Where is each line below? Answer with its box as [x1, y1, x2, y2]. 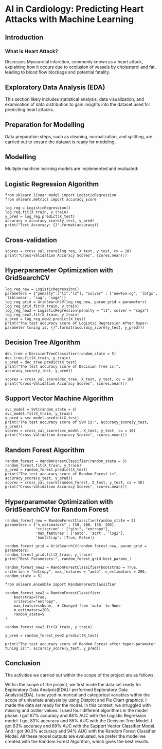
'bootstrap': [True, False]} [36, 535, 95, 540]
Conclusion [5, 659, 41, 668]
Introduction [5, 33, 44, 41]
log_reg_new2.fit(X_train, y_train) [5, 312, 79, 317]
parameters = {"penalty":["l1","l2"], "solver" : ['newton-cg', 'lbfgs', [5, 291, 158, 296]
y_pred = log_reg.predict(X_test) [5, 214, 75, 219]
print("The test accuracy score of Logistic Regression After [5, 320, 134, 326]
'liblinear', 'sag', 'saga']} [5, 295, 67, 300]
